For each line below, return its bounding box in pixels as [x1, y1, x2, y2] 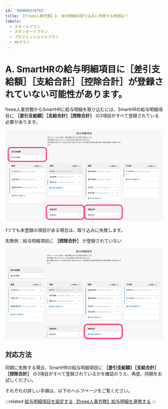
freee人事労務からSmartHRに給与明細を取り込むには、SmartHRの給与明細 [5, 106, 158, 112]
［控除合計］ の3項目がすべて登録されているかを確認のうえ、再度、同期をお [5, 371, 162, 377]
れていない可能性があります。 [5, 89, 127, 100]
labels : [5, 19, 22, 24]
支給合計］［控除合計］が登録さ [36, 76, 164, 88]
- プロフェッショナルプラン [10, 35, 59, 40]
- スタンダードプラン [10, 29, 48, 35]
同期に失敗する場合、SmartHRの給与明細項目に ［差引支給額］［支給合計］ [5, 364, 159, 371]
